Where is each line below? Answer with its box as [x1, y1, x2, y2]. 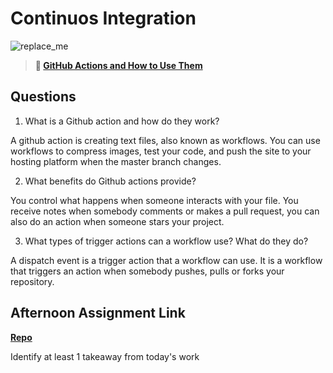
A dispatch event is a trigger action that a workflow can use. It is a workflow [10, 254, 323, 266]
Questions [10, 88, 77, 106]
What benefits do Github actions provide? [24, 175, 197, 187]
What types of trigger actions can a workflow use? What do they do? [24, 235, 309, 247]
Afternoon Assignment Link [10, 305, 186, 322]
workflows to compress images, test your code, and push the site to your [10, 145, 312, 157]
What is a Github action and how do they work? [24, 115, 220, 127]
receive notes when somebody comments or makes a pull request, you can [10, 205, 320, 217]
